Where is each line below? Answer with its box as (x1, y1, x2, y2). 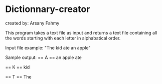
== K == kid (5, 64, 30, 70)
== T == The (5, 73, 32, 79)
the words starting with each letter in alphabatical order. (5, 35, 121, 41)
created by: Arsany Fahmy (5, 20, 60, 26)
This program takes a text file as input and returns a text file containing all (5, 29, 157, 35)
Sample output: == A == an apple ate (5, 54, 82, 60)
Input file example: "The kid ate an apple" (5, 44, 91, 50)
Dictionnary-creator (5, 3, 90, 15)
